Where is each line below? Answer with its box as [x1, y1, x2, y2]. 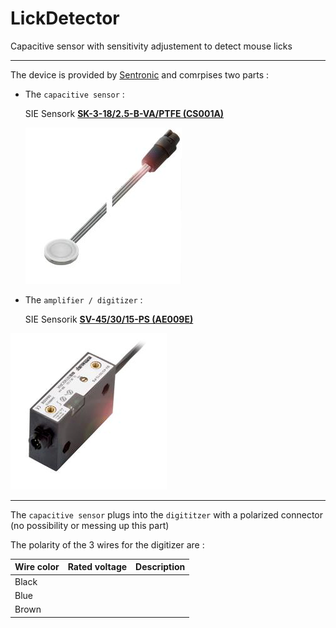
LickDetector [10, 7, 120, 30]
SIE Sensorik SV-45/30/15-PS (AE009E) [24, 313, 194, 325]
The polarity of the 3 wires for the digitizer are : [10, 538, 205, 551]
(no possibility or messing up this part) [10, 519, 170, 531]
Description [135, 561, 186, 573]
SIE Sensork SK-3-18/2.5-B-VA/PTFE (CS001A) [24, 107, 225, 119]
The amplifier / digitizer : [24, 293, 143, 306]
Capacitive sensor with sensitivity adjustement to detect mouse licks [10, 40, 293, 52]
